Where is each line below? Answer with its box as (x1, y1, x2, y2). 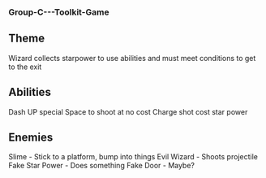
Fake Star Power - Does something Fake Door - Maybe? (8, 161, 195, 171)
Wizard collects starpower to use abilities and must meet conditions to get (8, 53, 256, 63)
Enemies (8, 130, 54, 144)
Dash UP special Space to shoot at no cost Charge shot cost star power (8, 106, 248, 116)
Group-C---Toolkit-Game (8, 7, 109, 18)
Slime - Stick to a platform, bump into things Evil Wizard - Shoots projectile (8, 152, 258, 162)
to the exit (8, 62, 42, 72)
